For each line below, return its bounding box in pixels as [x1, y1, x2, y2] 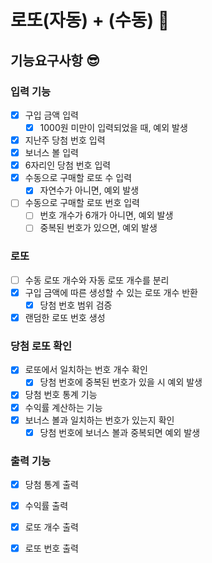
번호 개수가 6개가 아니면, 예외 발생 [39, 209, 174, 221]
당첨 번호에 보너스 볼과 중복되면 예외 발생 [39, 426, 201, 438]
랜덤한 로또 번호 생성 [24, 311, 106, 323]
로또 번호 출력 [24, 542, 79, 555]
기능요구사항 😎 [10, 52, 100, 69]
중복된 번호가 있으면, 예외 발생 [39, 222, 158, 234]
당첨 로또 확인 [10, 339, 73, 353]
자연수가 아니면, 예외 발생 [39, 184, 140, 196]
